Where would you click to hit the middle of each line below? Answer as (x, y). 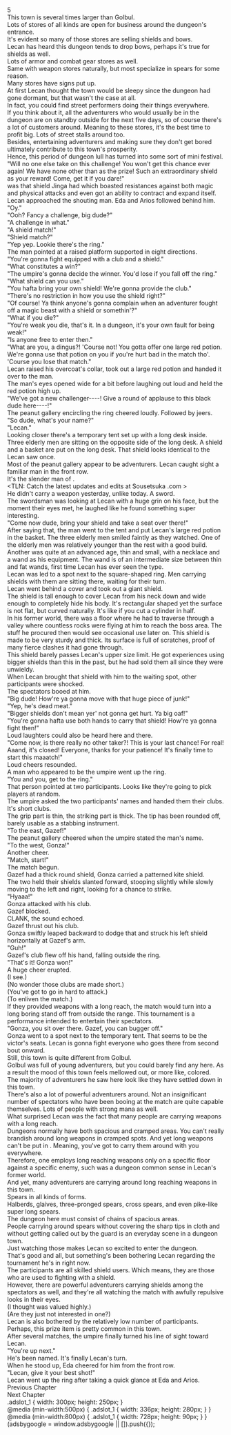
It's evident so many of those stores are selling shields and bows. (100, 39)
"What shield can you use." (46, 281)
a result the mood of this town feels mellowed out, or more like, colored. (109, 1072)
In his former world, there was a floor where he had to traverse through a (111, 618)
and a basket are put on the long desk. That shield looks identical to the (109, 450)
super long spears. (34, 1212)
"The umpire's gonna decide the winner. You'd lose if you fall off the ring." (112, 274)
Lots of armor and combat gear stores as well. (73, 61)
